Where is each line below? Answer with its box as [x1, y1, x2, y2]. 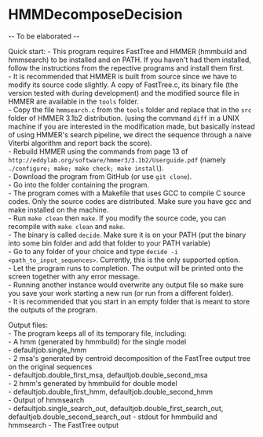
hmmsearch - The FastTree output [8, 420, 119, 429]
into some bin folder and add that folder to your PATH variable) [8, 238, 210, 248]
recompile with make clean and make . [8, 221, 126, 231]
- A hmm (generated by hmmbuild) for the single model [8, 337, 187, 346]
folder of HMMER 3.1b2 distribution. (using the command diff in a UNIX [8, 113, 239, 122]
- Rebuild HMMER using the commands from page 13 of [8, 147, 188, 156]
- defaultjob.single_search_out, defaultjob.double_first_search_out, [8, 403, 224, 413]
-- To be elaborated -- [8, 31, 80, 41]
